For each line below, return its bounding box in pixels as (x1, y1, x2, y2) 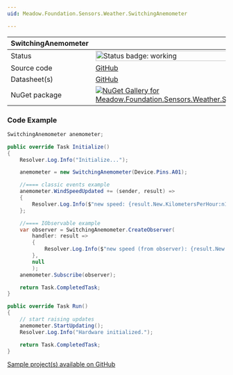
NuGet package (10, 90, 62, 99)
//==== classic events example (19, 181, 110, 188)
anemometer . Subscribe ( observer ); (19, 272, 116, 278)
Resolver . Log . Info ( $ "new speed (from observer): (44, 246, 188, 253)
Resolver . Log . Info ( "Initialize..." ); (19, 156, 129, 163)
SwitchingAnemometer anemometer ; (7, 131, 104, 137)
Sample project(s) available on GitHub (7, 360, 116, 369)
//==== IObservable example (19, 219, 101, 226)
